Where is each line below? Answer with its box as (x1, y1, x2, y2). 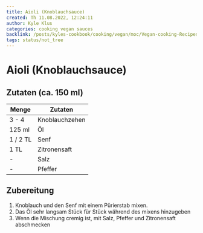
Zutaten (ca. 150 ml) (6, 87, 83, 98)
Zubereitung (6, 186, 54, 196)
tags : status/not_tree (6, 37, 63, 43)
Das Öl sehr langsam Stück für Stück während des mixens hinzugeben (14, 208, 191, 215)
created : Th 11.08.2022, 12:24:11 (6, 15, 94, 21)
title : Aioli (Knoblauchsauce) (6, 8, 85, 15)
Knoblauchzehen (37, 116, 86, 124)
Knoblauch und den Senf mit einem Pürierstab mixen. (14, 201, 148, 209)
